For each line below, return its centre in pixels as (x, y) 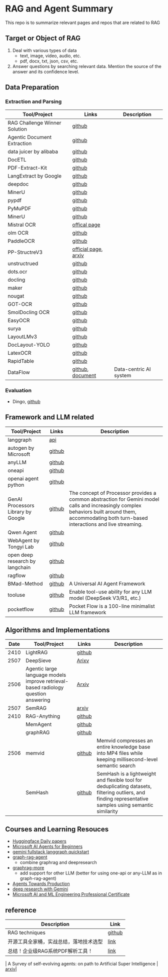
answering (38, 700)
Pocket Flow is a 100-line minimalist (112, 606)
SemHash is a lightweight (126, 774)
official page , (87, 249)
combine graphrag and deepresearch (58, 862)
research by (22, 561)
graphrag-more (28, 868)
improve (35, 681)
